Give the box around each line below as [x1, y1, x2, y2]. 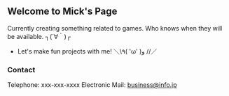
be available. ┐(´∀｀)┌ [7, 32, 71, 40]
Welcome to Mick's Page [7, 6, 118, 17]
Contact [7, 65, 36, 74]
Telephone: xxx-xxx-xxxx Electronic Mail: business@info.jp [7, 81, 177, 89]
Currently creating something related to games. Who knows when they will [7, 24, 223, 32]
